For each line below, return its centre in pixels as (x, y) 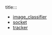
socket (20, 22)
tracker (20, 27)
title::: (11, 7)
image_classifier (30, 17)
